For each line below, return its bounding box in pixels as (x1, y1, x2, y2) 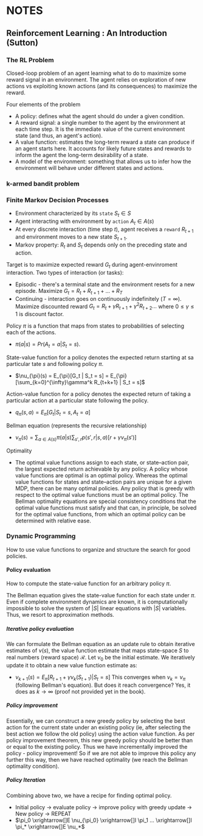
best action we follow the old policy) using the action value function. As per (6, 730, 195, 737)
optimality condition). (6, 762, 60, 770)
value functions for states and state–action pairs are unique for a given (15, 478, 193, 485)
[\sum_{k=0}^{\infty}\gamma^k (15, 378, 93, 385)
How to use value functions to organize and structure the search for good (6, 546, 190, 553)
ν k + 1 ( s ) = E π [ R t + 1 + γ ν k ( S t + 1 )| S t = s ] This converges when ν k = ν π (15, 673, 186, 682)
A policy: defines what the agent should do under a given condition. (15, 112, 185, 119)
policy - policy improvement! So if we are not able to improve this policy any (6, 750, 196, 757)
